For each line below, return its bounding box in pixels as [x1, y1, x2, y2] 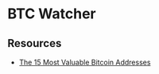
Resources [7, 37, 62, 50]
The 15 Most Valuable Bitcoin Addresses [18, 57, 151, 67]
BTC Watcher [7, 5, 96, 23]
